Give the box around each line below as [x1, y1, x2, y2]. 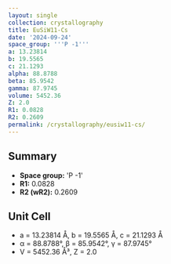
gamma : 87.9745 [8, 84, 58, 92]
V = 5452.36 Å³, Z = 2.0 [19, 248, 97, 257]
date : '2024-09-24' [8, 33, 72, 42]
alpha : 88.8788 [8, 70, 58, 78]
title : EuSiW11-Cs [8, 26, 68, 34]
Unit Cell [8, 209, 51, 223]
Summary [8, 150, 57, 163]
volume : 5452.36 [8, 92, 61, 99]
